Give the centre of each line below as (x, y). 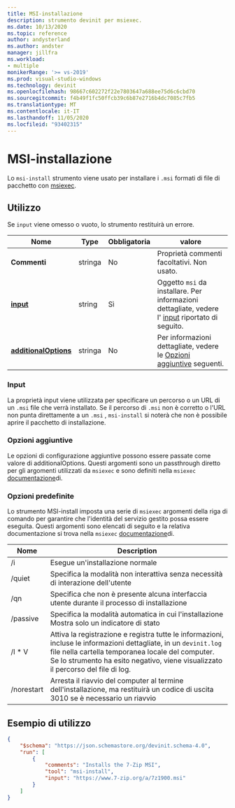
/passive (25, 618)
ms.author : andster (36, 46)
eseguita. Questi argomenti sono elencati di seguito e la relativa (99, 526)
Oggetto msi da (182, 283)
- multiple (23, 66)
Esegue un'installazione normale (104, 562)
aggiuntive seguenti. (191, 364)
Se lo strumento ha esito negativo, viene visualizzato (136, 660)
